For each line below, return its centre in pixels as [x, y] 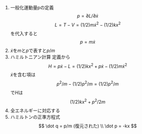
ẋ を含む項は [23, 75]
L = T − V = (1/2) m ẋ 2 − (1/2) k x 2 [88, 24]
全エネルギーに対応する [35, 110]
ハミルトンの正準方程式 [35, 117]
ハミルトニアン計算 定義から [40, 57]
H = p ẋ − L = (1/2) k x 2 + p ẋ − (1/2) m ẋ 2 [88, 66]
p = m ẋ [88, 42]
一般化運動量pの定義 [32, 7]
